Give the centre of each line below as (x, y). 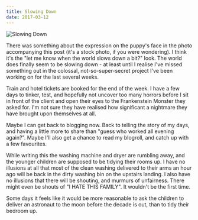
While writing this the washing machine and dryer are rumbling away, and (95, 155)
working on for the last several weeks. (53, 77)
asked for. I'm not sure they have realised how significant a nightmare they (97, 107)
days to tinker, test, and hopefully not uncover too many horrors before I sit (98, 95)
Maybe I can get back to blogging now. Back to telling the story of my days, (98, 125)
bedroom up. (22, 211)
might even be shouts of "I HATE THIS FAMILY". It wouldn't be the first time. (98, 186)
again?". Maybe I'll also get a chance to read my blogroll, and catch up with (98, 137)
